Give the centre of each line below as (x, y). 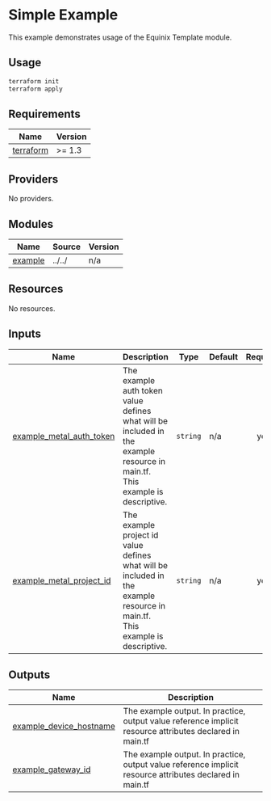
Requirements (44, 114)
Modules (31, 224)
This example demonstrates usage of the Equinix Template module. (120, 37)
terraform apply (35, 89)
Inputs (25, 334)
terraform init (34, 81)
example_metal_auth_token (64, 436)
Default (224, 356)
